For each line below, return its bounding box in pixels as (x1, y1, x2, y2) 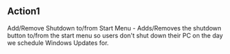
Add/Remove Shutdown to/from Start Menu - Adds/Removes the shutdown (7, 24, 222, 32)
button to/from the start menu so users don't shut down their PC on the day (7, 31, 224, 39)
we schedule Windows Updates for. (7, 38, 109, 47)
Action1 (7, 6, 40, 17)
